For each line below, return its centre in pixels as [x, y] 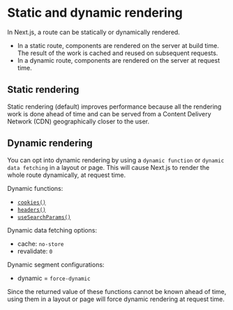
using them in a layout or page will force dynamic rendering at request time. [116, 299]
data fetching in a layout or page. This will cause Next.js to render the [108, 167]
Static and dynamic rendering [95, 13]
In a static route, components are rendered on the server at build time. [118, 45]
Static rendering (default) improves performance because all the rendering [114, 107]
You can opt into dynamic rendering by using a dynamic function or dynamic [116, 160]
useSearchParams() [44, 217]
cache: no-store [40, 243]
